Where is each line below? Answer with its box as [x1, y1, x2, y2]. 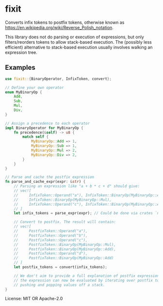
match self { [22, 134, 49, 139]
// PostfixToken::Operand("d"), [14, 251, 88, 256]
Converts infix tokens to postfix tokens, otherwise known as [5, 19, 125, 25]
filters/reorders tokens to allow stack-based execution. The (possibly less [5, 39, 152, 45]
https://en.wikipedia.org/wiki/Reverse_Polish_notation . [5, 24, 114, 30]
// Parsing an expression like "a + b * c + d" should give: [14, 184, 140, 189]
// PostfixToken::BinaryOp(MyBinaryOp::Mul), [14, 242, 116, 247]
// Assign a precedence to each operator [5, 121, 90, 126]
